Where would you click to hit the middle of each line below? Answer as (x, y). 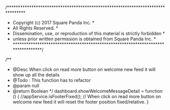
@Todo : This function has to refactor (52, 80)
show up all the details (36, 75)
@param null (26, 86)
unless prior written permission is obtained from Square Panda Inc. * (84, 39)
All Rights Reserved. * (35, 28)
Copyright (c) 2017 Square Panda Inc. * (54, 23)
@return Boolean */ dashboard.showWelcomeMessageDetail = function (88, 91)
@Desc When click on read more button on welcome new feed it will (84, 69)
